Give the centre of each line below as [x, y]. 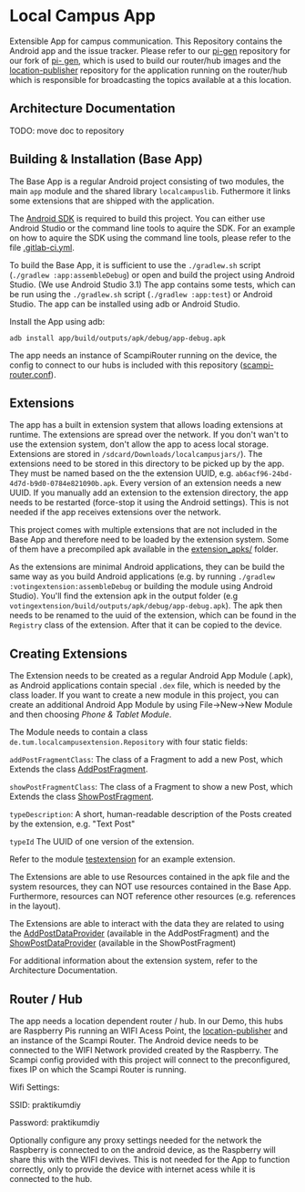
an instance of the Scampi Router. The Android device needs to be [134, 1040]
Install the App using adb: [57, 321]
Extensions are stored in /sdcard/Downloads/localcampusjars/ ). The [136, 454]
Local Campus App [83, 16]
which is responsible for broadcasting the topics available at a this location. [151, 79]
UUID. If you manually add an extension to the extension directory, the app [149, 492]
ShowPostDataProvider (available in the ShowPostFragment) [123, 943]
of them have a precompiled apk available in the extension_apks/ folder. [144, 549]
